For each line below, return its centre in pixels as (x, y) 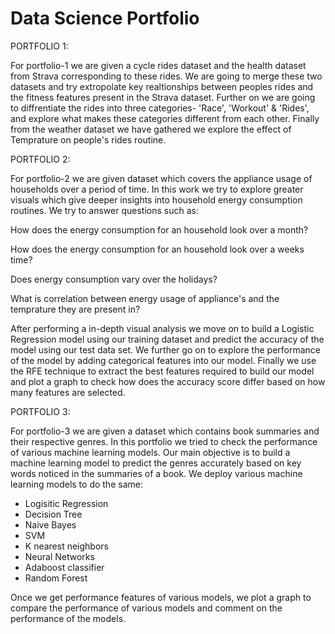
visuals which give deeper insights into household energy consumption (156, 199)
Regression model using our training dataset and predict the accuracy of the (167, 339)
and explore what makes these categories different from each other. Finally (165, 118)
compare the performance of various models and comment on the (146, 608)
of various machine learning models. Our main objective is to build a (150, 452)
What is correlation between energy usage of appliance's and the (145, 298)
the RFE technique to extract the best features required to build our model (162, 371)
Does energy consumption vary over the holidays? (114, 279)
